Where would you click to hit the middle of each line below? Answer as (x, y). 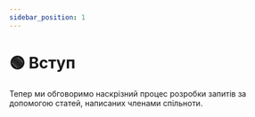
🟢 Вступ (42, 62)
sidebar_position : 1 (48, 17)
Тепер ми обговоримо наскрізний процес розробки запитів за (128, 93)
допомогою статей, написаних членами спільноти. (106, 103)
